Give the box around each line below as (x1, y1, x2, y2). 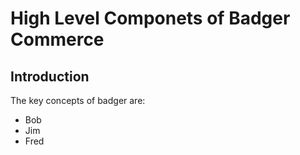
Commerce (10, 28, 105, 51)
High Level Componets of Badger (10, 7, 291, 30)
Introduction (10, 68, 90, 85)
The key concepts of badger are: (10, 95, 146, 106)
